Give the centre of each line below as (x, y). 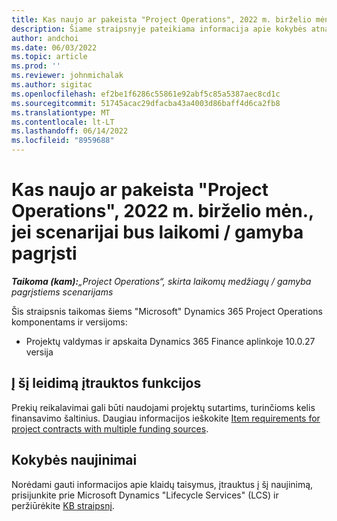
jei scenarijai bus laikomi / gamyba (157, 232)
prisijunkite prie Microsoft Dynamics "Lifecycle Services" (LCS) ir (145, 495)
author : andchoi (45, 38)
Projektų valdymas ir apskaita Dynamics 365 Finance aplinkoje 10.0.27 (170, 341)
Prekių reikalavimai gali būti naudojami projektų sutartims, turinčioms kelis (163, 407)
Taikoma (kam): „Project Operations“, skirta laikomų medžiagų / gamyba (161, 281)
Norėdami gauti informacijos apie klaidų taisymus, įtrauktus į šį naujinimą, (162, 484)
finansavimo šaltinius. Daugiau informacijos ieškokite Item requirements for (166, 418)
